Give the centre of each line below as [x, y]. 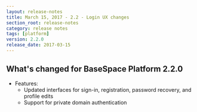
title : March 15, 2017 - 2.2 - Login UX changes [68, 17]
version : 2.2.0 [25, 39]
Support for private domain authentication [75, 102]
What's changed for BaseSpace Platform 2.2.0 [95, 69]
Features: [27, 83]
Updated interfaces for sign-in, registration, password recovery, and [108, 89]
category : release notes [37, 28]
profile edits [39, 96]
